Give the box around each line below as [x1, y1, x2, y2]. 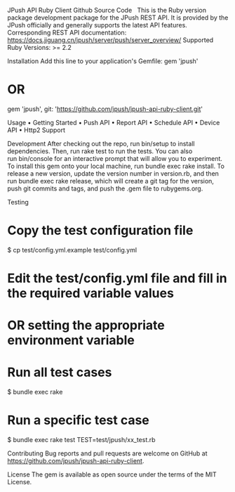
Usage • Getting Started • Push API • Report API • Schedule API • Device [7, 118, 220, 127]
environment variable [7, 332, 135, 349]
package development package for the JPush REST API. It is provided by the [7, 13, 229, 22]
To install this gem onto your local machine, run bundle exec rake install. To [7, 162, 224, 170]
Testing [7, 198, 29, 206]
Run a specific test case [7, 413, 149, 428]
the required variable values [7, 285, 174, 302]
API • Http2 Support [7, 126, 65, 134]
